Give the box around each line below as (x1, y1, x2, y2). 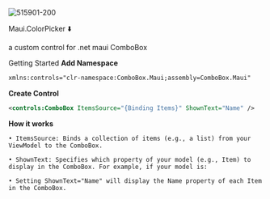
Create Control (8, 88, 59, 98)
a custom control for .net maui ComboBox (8, 43, 148, 52)
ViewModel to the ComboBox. (8, 142, 103, 150)
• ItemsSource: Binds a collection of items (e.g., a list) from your (8, 134, 251, 142)
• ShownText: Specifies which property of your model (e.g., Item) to (8, 155, 251, 163)
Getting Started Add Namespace (8, 58, 119, 68)
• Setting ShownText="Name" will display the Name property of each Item (8, 176, 263, 185)
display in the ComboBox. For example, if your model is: (8, 163, 208, 171)
